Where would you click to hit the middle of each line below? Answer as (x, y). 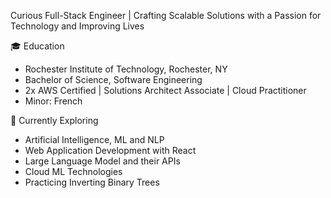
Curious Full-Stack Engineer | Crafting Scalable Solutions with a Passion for (166, 15)
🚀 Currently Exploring (54, 120)
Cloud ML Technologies (73, 171)
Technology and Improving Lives (77, 26)
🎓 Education (37, 46)
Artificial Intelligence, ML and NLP (94, 139)
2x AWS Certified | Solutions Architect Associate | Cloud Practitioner (165, 90)
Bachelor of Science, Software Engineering (113, 79)
